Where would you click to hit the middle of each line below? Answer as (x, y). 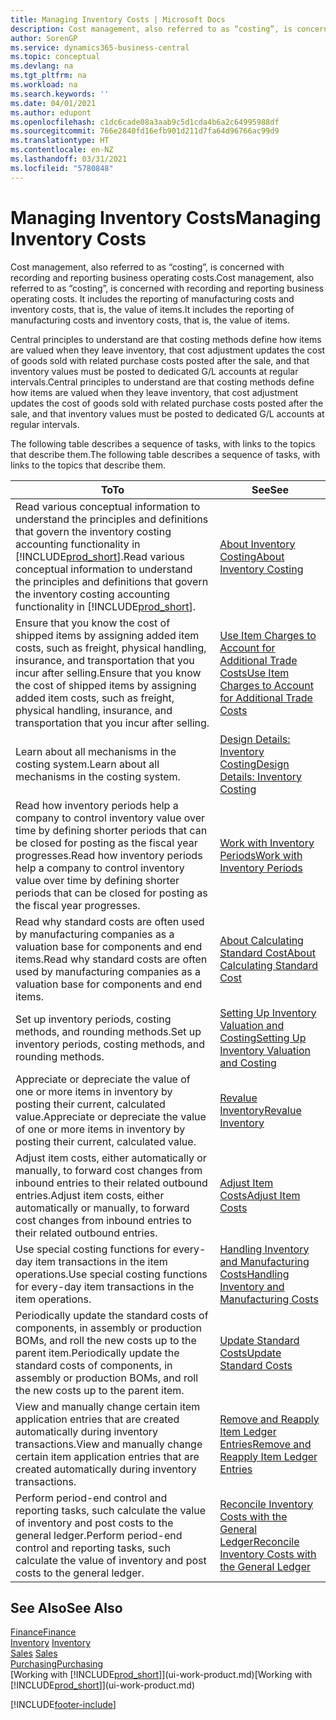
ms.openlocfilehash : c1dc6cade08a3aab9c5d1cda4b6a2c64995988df (145, 122)
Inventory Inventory (51, 1643)
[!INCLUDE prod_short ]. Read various (100, 556)
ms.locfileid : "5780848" (62, 168)
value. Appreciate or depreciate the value (111, 1116)
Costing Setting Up (263, 1038)
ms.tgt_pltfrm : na (48, 76)
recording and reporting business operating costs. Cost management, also (162, 277)
